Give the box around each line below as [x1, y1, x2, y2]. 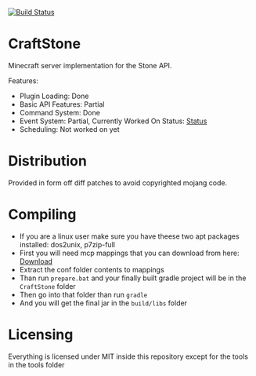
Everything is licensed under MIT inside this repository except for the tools [8, 352, 249, 361]
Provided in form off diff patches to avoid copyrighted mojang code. [8, 177, 228, 188]
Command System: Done [19, 108, 100, 117]
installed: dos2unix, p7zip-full [19, 239, 116, 249]
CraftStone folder [19, 281, 76, 290]
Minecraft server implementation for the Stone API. [8, 60, 172, 70]
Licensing [8, 326, 74, 343]
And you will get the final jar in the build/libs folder [19, 298, 188, 308]
